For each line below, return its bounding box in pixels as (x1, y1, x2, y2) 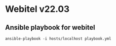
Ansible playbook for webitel (5, 23, 95, 32)
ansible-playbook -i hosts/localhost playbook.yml (5, 36, 112, 41)
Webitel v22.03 (5, 3, 70, 15)
